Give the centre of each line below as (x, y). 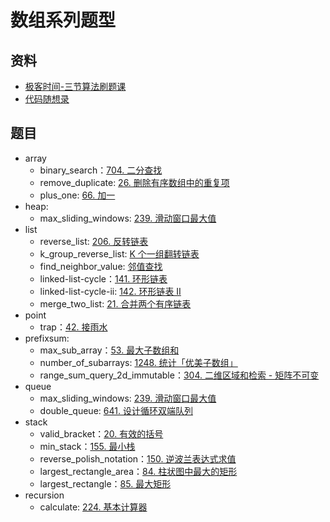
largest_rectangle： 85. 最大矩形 (105, 483)
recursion (44, 495)
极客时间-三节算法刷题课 (75, 86)
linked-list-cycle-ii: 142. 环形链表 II (110, 291)
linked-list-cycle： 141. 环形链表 (103, 278)
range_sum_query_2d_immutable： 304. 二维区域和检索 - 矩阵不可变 (179, 375)
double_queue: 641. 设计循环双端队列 (116, 410)
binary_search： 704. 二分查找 (101, 170)
